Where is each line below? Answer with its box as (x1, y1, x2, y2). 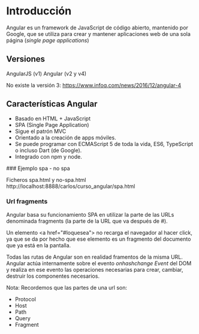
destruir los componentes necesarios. (6, 272, 100, 280)
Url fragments (6, 198, 48, 206)
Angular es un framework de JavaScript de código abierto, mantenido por (6, 24, 189, 31)
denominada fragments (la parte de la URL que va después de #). (6, 217, 168, 224)
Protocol (14, 295, 36, 303)
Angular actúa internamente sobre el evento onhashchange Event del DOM (6, 259, 192, 267)
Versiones (6, 54, 46, 64)
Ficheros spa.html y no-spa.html (6, 176, 86, 183)
